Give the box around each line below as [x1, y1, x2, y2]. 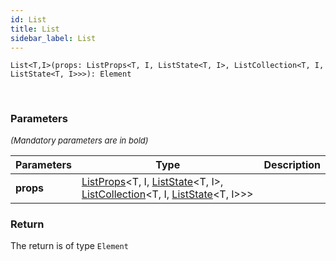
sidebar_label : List [10, 33, 97, 43]
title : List [10, 24, 60, 34]
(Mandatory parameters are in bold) [10, 134, 149, 146]
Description [263, 157, 321, 171]
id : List [10, 14, 47, 25]
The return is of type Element [10, 239, 129, 251]
